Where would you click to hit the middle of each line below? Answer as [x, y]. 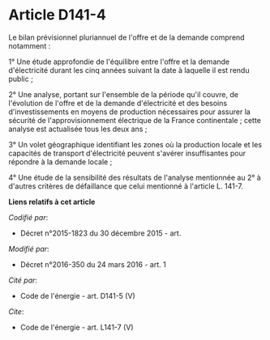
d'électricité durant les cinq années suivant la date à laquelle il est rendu [129, 70]
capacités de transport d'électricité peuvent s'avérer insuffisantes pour [127, 153]
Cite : [16, 311]
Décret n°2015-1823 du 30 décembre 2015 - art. [101, 233]
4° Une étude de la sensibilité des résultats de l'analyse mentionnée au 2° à [135, 177]
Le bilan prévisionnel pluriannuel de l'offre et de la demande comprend [126, 37]
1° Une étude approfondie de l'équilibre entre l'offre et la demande [119, 62]
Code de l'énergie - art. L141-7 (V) [77, 327]
